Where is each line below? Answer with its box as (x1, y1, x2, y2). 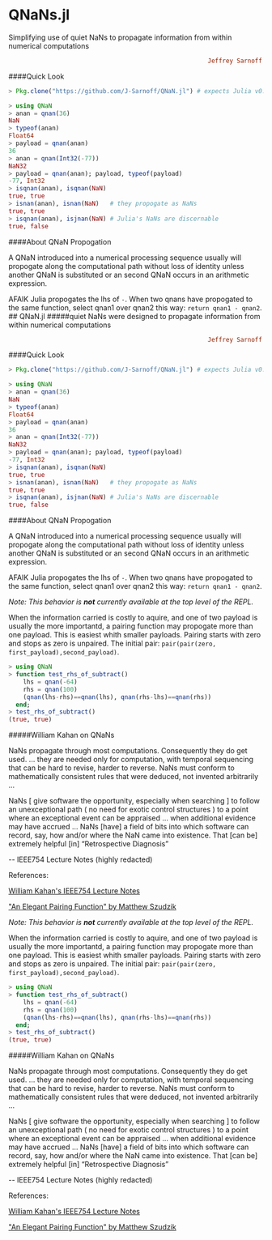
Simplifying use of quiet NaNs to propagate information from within (8, 32, 232, 42)
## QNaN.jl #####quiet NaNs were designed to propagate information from (8, 311, 261, 321)
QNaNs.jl (8, 6, 70, 24)
